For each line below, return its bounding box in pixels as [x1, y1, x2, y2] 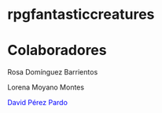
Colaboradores [7, 42, 107, 60]
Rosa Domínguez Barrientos [7, 67, 98, 77]
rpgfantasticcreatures [7, 5, 155, 24]
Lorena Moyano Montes [7, 82, 84, 92]
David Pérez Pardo [7, 98, 68, 108]
